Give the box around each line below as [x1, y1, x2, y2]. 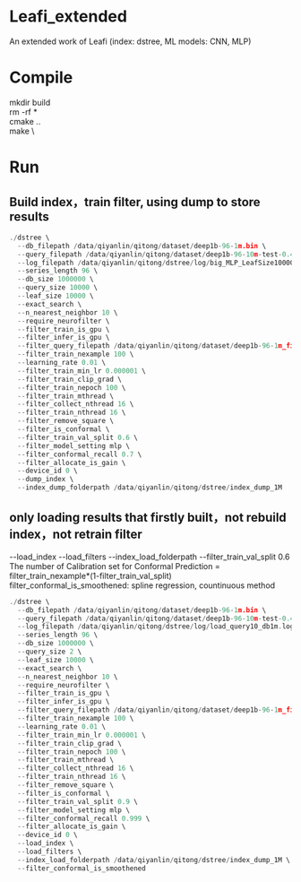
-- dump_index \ [17, 475, 74, 484]
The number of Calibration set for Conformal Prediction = [9, 560, 221, 571]
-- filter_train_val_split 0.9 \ [17, 797, 139, 806]
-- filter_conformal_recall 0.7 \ [17, 450, 142, 459]
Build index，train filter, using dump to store [9, 195, 262, 210]
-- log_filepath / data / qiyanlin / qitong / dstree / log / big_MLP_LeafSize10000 [17, 258, 295, 267]
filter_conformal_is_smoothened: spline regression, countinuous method [9, 580, 276, 591]
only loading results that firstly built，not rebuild [9, 510, 287, 525]
